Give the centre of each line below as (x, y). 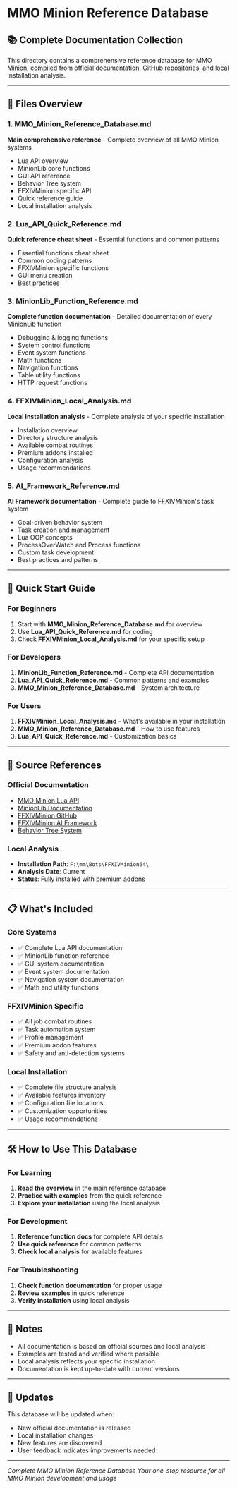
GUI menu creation (45, 275)
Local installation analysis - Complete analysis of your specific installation (116, 416)
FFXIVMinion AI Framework (57, 822)
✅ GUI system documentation (61, 964)
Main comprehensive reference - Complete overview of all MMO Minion (113, 140)
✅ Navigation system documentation (71, 979)
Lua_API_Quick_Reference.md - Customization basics (97, 736)
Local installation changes (55, 1435)
